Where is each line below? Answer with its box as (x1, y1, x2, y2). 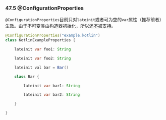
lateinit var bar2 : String (23, 92, 80, 97)
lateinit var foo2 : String (14, 55, 71, 61)
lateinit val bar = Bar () (14, 65, 69, 70)
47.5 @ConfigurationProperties (5, 5, 84, 12)
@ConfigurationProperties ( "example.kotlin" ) (5, 33, 100, 38)
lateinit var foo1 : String (14, 47, 71, 52)
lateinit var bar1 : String (23, 83, 80, 88)
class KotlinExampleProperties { (5, 38, 76, 43)
